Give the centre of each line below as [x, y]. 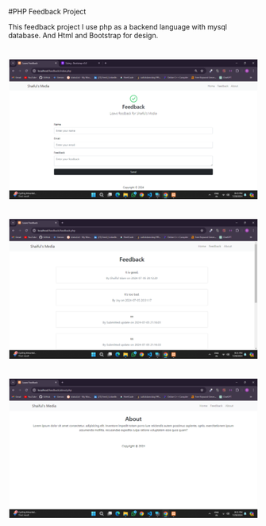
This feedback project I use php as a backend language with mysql [118, 27]
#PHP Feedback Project [47, 12]
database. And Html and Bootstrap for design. [83, 35]
